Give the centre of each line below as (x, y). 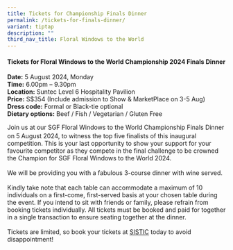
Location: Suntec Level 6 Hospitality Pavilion (71, 92)
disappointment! (31, 239)
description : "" (31, 33)
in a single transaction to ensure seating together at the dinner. (97, 217)
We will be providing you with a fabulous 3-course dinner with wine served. (115, 173)
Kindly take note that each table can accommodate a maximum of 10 (105, 187)
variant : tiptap (31, 26)
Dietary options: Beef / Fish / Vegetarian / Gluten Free (85, 114)
